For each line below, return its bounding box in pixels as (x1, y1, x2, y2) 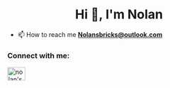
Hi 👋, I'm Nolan (75, 6, 163, 23)
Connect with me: (7, 50, 70, 60)
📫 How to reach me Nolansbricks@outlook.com (17, 30, 163, 38)
